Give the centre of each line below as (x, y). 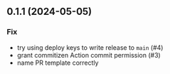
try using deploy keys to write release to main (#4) (90, 47)
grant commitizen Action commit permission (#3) (89, 55)
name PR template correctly (58, 63)
